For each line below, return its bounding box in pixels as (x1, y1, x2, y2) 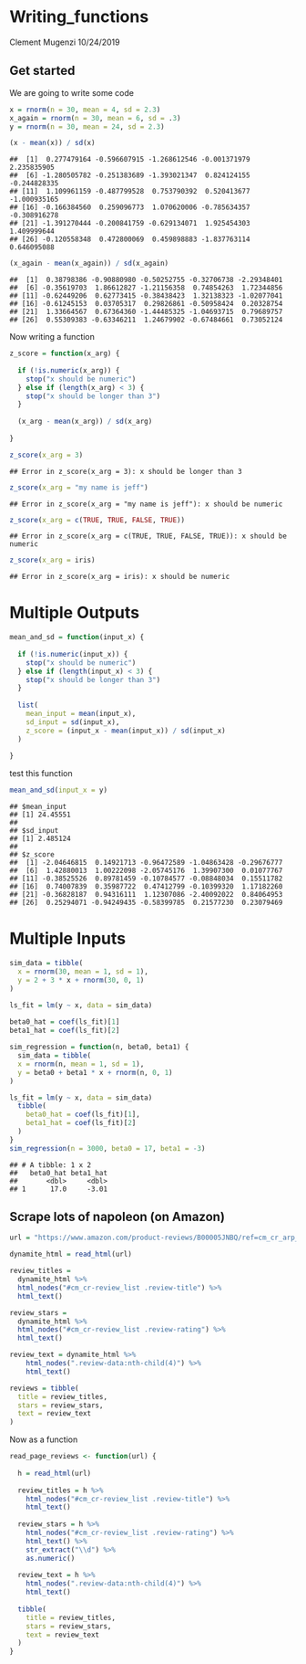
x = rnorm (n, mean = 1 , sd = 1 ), (17, 1059, 145, 1069)
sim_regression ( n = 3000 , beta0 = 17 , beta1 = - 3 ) (9, 1143, 206, 1153)
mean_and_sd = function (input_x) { (9, 633, 145, 642)
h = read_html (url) (17, 1469, 92, 1478)
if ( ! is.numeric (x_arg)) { (17, 365, 120, 375)
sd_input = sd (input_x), (25, 717, 120, 727)
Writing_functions (9, 6, 149, 27)
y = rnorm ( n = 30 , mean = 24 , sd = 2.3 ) (9, 121, 166, 132)
